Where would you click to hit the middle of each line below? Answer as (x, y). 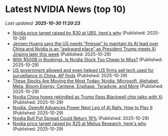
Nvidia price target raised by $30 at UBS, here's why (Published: (79, 33)
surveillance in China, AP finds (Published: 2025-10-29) (70, 75)
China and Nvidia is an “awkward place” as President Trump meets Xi (84, 49)
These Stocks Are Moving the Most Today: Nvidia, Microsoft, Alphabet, (86, 81)
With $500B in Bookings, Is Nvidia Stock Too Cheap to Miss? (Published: (88, 59)
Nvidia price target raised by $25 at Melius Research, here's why (79, 123)
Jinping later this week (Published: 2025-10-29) (62, 54)
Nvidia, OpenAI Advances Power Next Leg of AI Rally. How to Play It (82, 107)
